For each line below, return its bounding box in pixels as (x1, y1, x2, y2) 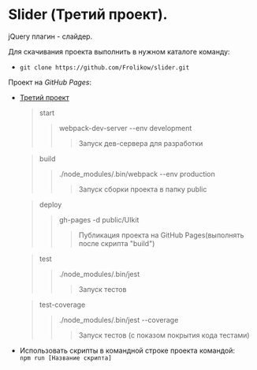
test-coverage (39, 300, 86, 309)
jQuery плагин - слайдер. (8, 32, 93, 41)
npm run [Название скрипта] (19, 353, 112, 362)
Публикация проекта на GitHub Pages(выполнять (78, 230, 244, 240)
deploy (39, 200, 62, 209)
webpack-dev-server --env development (58, 123, 192, 133)
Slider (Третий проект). (8, 6, 168, 24)
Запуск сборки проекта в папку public (78, 184, 207, 194)
